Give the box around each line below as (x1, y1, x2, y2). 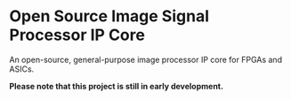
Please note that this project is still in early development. (9, 81, 224, 91)
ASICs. (9, 64, 35, 74)
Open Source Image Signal (9, 6, 209, 27)
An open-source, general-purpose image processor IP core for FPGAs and (9, 54, 283, 65)
